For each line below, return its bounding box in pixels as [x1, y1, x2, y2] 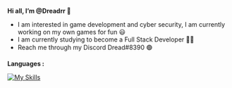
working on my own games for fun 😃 [17, 28, 126, 36]
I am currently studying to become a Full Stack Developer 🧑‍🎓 [17, 35, 195, 44]
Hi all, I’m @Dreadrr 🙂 [7, 7, 71, 15]
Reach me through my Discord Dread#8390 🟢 [17, 43, 153, 51]
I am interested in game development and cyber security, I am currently [17, 20, 226, 28]
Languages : [7, 60, 44, 68]
